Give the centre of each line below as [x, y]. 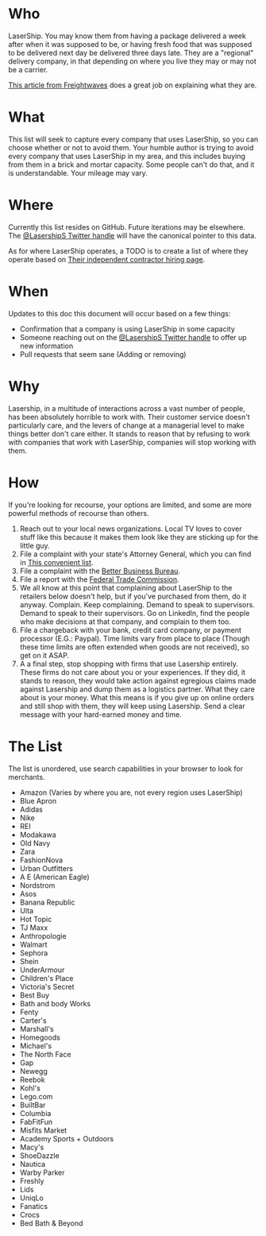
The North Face [45, 1054]
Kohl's [30, 1088]
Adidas [31, 809]
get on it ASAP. [44, 655]
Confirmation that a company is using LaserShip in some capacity [127, 329]
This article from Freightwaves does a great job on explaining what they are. [133, 85]
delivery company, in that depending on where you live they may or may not [132, 61]
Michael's [36, 1045]
